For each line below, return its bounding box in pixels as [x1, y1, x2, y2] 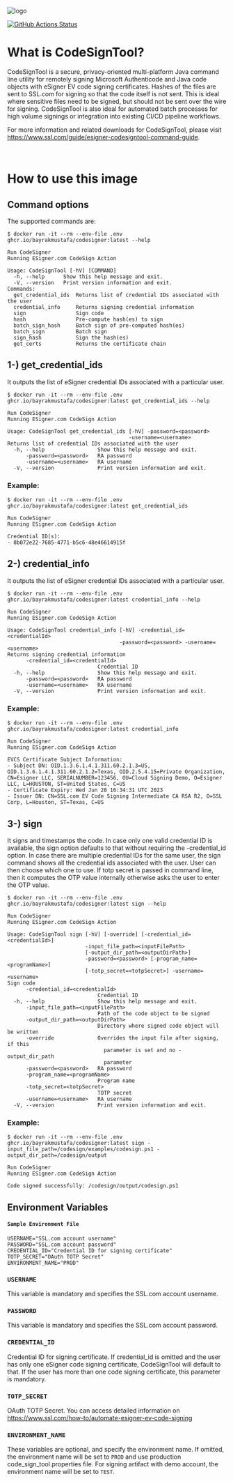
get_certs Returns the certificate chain [13, 340, 167, 347]
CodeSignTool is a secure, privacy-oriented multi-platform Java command [7, 67, 219, 76]
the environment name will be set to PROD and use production [7, 1452, 182, 1461]
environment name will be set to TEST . [7, 1468, 115, 1476]
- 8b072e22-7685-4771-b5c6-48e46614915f [7, 539, 127, 547]
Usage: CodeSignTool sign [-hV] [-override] [7, 931, 138, 938]
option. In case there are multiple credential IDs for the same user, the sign [7, 851, 221, 859]
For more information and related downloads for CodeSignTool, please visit [7, 126, 222, 134]
